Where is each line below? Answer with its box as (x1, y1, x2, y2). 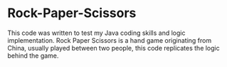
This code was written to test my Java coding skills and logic (7, 29, 186, 37)
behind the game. (7, 51, 59, 60)
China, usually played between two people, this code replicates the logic (7, 43, 220, 52)
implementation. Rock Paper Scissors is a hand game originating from (7, 36, 212, 44)
